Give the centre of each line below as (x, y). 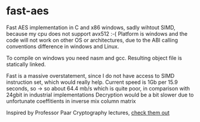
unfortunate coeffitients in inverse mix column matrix (71, 101)
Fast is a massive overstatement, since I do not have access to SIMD (90, 76)
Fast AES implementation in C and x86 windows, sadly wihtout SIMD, (91, 27)
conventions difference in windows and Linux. (63, 46)
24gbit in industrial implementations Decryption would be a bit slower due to (100, 95)
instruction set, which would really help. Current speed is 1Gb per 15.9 (92, 82)
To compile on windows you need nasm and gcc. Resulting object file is (94, 58)
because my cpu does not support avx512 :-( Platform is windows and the (97, 33)
